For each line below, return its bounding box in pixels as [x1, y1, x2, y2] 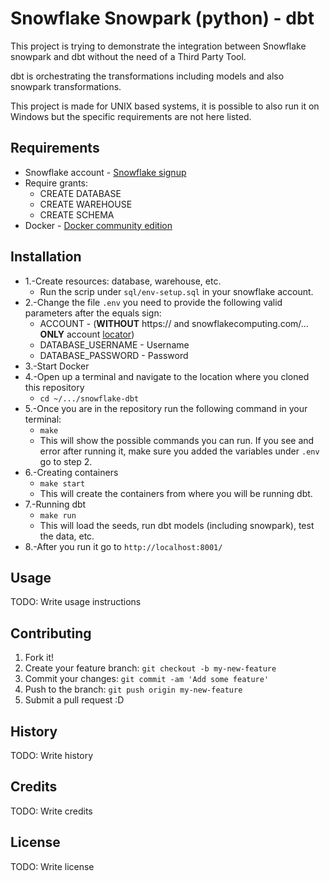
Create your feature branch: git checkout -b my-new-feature [24, 662, 277, 674]
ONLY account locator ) [39, 328, 135, 340]
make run [39, 510, 77, 521]
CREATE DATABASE [39, 187, 122, 199]
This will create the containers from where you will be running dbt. [39, 487, 313, 499]
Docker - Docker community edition [24, 219, 173, 231]
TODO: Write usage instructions [10, 596, 142, 608]
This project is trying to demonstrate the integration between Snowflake [10, 40, 307, 52]
